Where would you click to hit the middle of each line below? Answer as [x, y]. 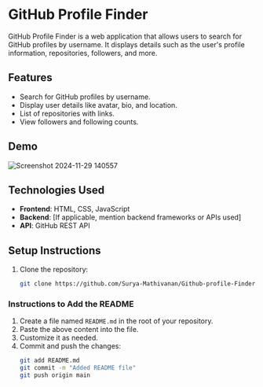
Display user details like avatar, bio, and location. [99, 105]
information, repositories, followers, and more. [83, 53]
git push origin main [55, 375]
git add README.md [49, 361]
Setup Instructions [55, 251]
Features [30, 77]
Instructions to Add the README [71, 304]
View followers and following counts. [79, 122]
